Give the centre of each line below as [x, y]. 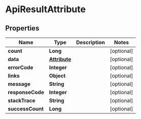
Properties [22, 28]
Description [90, 42]
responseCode [26, 92]
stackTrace [22, 100]
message [19, 84]
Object [57, 76]
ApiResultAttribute [46, 9]
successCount [26, 109]
